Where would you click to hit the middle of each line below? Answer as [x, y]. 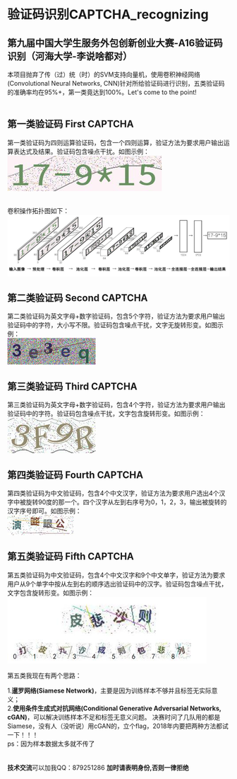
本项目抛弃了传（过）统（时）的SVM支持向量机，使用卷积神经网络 [104, 74]
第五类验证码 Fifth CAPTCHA [71, 557]
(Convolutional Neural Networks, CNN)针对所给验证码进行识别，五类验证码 [116, 83]
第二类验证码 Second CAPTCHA [78, 298]
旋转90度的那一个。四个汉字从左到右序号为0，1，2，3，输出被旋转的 [126, 502]
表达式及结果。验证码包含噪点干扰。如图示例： [81, 151]
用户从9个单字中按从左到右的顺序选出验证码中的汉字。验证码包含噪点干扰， [117, 584]
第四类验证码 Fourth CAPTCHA [75, 475]
